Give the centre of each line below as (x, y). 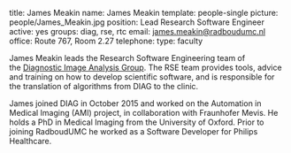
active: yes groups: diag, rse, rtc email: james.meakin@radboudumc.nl (138, 31)
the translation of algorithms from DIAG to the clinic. (104, 86)
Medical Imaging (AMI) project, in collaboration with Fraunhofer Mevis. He (144, 113)
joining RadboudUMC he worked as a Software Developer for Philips (134, 131)
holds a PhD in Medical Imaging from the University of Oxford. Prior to (137, 122)
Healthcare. (31, 141)
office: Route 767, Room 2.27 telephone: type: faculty (106, 41)
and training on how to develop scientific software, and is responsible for (142, 77)
